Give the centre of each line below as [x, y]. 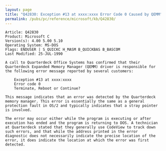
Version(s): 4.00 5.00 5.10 [34, 41]
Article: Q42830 [22, 33]
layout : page [19, 10]
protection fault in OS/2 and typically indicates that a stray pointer [82, 106]
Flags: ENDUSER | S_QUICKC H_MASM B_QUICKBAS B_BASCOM [63, 50]
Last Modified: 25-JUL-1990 [34, 54]
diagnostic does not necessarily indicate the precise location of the [80, 136]
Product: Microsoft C [27, 37]
